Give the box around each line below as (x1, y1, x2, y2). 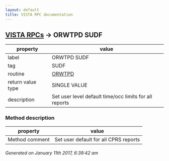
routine (8, 70, 25, 77)
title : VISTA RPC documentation (5, 12, 73, 17)
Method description (5, 114, 55, 121)
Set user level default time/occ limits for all (52, 93, 152, 100)
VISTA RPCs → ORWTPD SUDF (5, 31, 103, 39)
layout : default (5, 7, 39, 13)
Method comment (8, 136, 50, 143)
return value (8, 78, 37, 86)
